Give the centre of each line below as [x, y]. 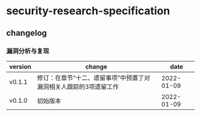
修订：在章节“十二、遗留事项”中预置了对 [94, 77]
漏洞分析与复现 [28, 51]
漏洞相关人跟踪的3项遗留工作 [78, 86]
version [20, 67]
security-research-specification [88, 11]
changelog [27, 33]
